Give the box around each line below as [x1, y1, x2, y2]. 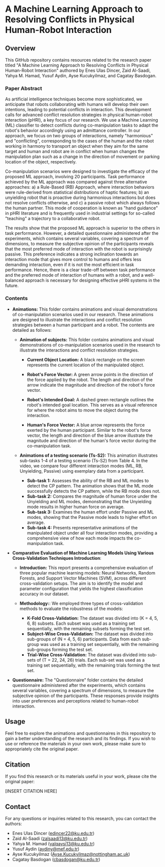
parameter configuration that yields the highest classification [19, 585, 143, 591]
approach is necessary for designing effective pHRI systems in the [25, 277, 160, 284]
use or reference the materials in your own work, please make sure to [5, 741, 146, 747]
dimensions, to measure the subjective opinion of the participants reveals [5, 241, 154, 247]
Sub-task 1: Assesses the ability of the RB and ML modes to [27, 478, 149, 483]
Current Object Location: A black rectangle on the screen [27, 356, 145, 362]
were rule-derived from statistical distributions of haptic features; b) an [5, 190, 149, 195]
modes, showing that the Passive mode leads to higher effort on [27, 514, 157, 520]
